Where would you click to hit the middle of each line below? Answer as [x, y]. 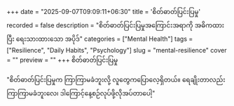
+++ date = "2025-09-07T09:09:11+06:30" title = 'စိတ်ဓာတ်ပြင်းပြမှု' [104, 12]
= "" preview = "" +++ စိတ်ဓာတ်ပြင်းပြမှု [62, 60]
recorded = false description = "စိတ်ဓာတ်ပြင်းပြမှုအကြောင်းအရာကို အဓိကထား [116, 25]
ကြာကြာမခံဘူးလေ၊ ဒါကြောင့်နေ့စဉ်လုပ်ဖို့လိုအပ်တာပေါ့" [81, 93]
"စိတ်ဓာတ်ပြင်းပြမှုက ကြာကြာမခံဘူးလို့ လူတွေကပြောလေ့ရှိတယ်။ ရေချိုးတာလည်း [116, 80]
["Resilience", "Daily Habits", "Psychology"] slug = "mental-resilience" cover [117, 50]
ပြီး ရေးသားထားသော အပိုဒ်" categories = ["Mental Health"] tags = [100, 39]
